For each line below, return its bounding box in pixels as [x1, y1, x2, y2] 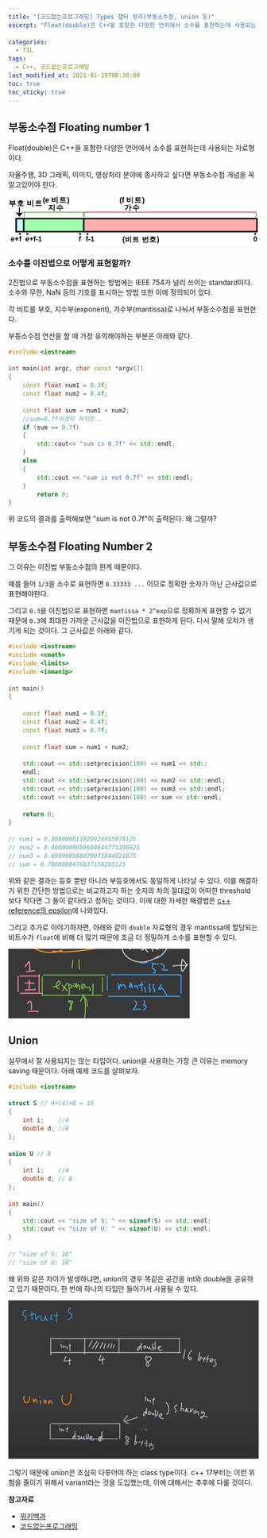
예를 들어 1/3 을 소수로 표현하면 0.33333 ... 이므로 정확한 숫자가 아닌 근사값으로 [8, 579, 257, 589]
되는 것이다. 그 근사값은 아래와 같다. [22, 626, 133, 636]
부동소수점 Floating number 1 [8, 120, 149, 134]
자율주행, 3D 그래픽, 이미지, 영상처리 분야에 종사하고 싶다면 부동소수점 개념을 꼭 [8, 170, 255, 180]
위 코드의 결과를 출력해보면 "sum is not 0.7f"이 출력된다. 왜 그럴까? [8, 514, 217, 524]
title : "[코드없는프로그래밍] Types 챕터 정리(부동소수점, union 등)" [8, 13, 215, 21]
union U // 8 [8, 1150, 52, 1157]
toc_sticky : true [8, 88, 66, 96]
